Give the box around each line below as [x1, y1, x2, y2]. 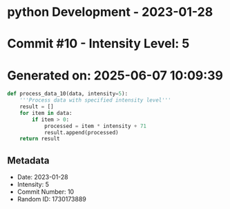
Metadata [7, 154, 50, 166]
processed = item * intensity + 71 [44, 122, 147, 129]
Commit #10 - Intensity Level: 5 [7, 36, 190, 52]
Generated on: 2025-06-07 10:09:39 [7, 67, 223, 83]
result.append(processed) [44, 129, 119, 136]
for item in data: [19, 109, 73, 116]
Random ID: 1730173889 [17, 195, 86, 203]
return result [19, 136, 60, 143]
